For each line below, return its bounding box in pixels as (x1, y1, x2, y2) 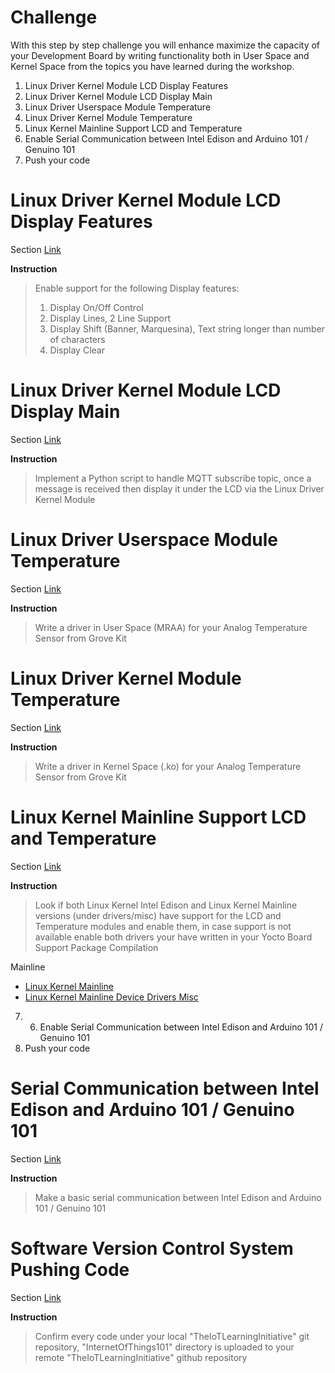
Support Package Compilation (34, 941, 159, 953)
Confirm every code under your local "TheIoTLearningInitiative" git (34, 1330, 310, 1342)
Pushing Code (10, 1258, 130, 1281)
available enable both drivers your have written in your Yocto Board (34, 931, 313, 943)
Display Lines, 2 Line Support (49, 312, 172, 324)
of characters (49, 333, 106, 345)
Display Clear (49, 344, 105, 356)
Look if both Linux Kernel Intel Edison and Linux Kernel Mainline (34, 899, 298, 911)
